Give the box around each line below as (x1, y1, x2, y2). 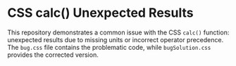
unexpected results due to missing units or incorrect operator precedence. (7, 35, 224, 44)
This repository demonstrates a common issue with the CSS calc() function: (7, 28, 230, 37)
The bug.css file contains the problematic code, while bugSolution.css (7, 43, 211, 51)
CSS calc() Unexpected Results (7, 5, 194, 21)
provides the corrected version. (7, 51, 99, 59)
